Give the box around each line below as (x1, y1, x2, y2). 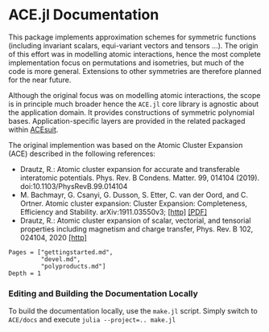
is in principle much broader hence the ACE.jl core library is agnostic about (8, 99, 259, 109)
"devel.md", (40, 255, 81, 263)
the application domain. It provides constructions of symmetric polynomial (8, 107, 255, 117)
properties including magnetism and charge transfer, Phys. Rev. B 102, (19, 223, 254, 234)
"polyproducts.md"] (40, 262, 106, 270)
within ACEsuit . (8, 125, 59, 134)
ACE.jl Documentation (8, 6, 159, 24)
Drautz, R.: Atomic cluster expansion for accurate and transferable (19, 164, 240, 174)
